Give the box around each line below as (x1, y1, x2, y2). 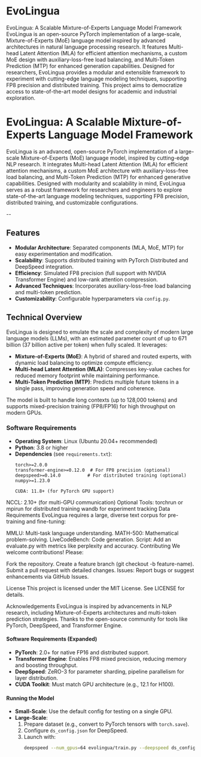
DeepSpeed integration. (14, 263, 74, 270)
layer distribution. (14, 674, 59, 681)
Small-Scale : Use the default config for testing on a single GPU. (14, 708, 173, 715)
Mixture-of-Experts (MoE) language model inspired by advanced (6, 37, 166, 44)
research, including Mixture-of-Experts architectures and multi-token (6, 609, 176, 616)
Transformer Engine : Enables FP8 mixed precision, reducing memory (14, 656, 187, 662)
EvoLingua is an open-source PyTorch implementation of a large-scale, (6, 30, 181, 37)
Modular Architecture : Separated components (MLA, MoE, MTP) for (14, 244, 184, 251)
